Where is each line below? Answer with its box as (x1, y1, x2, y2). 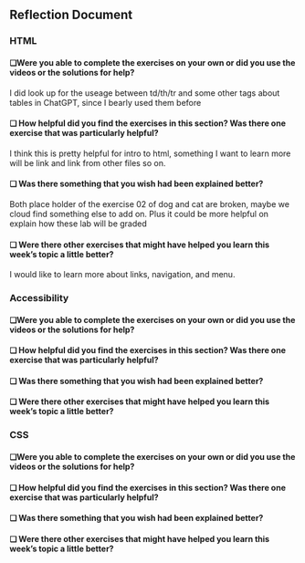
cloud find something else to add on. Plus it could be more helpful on (9, 208, 269, 219)
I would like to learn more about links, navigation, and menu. (9, 269, 236, 280)
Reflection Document (9, 7, 133, 23)
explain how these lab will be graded (9, 218, 148, 229)
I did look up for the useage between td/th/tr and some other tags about (9, 87, 280, 99)
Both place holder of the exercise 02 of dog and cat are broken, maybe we (9, 198, 290, 209)
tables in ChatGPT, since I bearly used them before (9, 97, 202, 108)
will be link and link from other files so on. (9, 157, 166, 168)
